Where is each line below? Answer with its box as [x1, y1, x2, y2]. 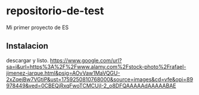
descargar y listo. [6, 56, 49, 64]
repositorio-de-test [6, 4, 104, 18]
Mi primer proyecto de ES [6, 24, 69, 31]
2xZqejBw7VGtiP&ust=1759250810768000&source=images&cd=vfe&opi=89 [6, 75, 194, 83]
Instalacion [6, 41, 49, 51]
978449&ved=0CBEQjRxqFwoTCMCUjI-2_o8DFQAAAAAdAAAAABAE [6, 82, 176, 89]
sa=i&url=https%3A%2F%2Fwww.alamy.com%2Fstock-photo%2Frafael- [6, 63, 186, 70]
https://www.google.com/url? [49, 56, 122, 64]
